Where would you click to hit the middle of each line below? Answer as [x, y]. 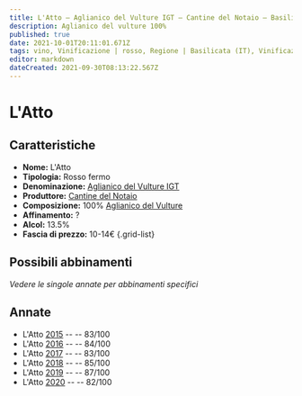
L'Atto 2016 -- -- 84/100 [66, 344]
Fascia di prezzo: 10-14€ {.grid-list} [89, 234]
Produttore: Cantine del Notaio [80, 195]
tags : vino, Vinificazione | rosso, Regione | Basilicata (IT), [132, 51]
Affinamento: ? [51, 215]
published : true [40, 34]
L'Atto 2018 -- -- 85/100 [66, 363]
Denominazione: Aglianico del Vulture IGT [101, 186]
